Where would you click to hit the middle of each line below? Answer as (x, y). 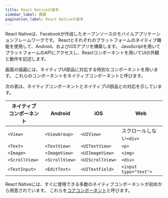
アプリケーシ (147, 34)
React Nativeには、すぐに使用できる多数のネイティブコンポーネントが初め (82, 184)
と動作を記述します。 (27, 59)
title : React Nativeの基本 (32, 10)
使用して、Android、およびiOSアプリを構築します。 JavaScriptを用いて (87, 46)
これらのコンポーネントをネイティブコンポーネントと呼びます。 (80, 76)
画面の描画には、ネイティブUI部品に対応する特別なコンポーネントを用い (79, 69)
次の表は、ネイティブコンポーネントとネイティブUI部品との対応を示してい (81, 86)
